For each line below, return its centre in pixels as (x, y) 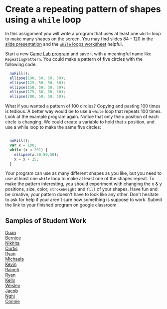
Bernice (13, 238)
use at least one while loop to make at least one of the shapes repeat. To (80, 179)
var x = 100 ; (23, 145)
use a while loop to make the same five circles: (53, 127)
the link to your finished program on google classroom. (62, 205)
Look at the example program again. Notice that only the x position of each (82, 117)
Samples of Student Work (46, 221)
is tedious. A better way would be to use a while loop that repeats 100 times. (83, 111)
